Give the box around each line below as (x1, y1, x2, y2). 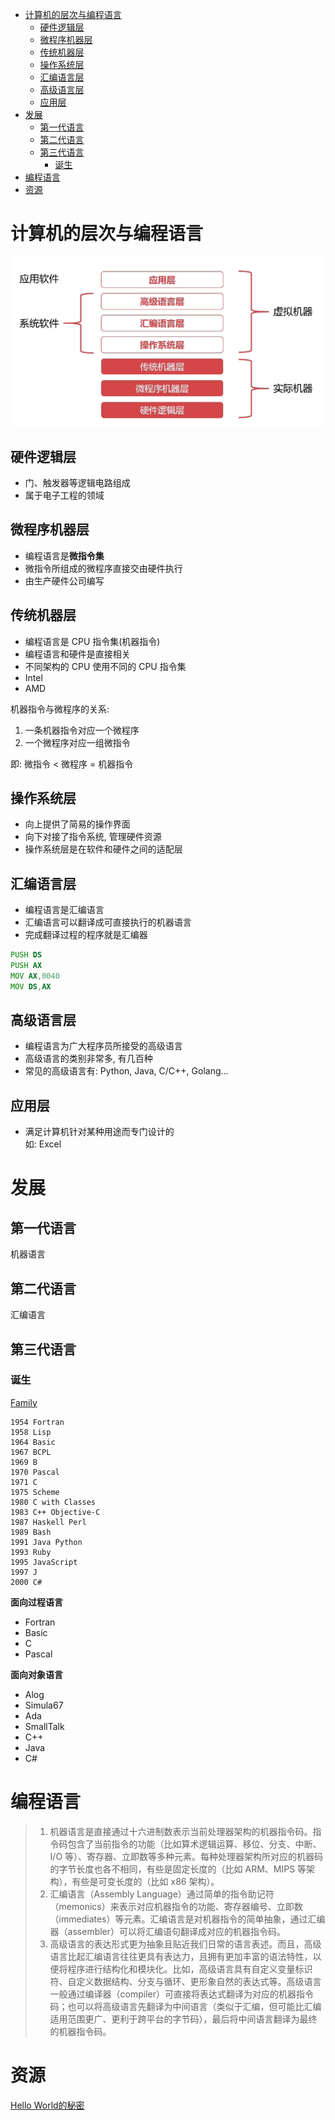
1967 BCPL (10, 1447, 52, 1457)
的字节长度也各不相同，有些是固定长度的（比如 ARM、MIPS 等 (49, 1863, 307, 1875)
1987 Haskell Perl (10, 1517, 87, 1527)
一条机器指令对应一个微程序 (24, 724, 140, 736)
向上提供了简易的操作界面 (24, 818, 131, 830)
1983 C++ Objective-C (10, 1507, 101, 1517)
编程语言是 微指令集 (24, 549, 105, 562)
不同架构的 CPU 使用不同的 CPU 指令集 (24, 660, 187, 672)
